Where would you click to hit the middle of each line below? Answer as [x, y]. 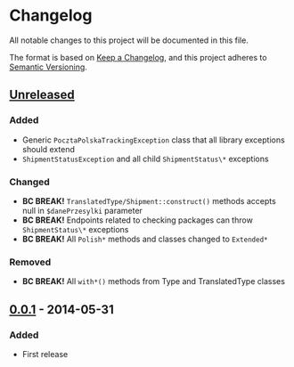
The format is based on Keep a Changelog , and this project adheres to [138, 57]
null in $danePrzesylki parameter [82, 210]
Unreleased [42, 95]
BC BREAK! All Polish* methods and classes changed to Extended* [145, 239]
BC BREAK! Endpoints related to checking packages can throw [138, 220]
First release [45, 354]
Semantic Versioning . [48, 67]
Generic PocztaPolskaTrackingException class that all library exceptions [153, 140]
